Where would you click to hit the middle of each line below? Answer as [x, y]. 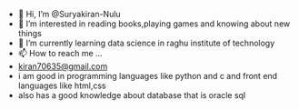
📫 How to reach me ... [60, 53]
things [30, 33]
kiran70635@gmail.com [63, 66]
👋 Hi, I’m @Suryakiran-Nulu [69, 14]
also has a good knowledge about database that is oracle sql [132, 95]
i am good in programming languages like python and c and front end [148, 76]
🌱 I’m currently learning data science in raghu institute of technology [146, 43]
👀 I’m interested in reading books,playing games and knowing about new [154, 24]
